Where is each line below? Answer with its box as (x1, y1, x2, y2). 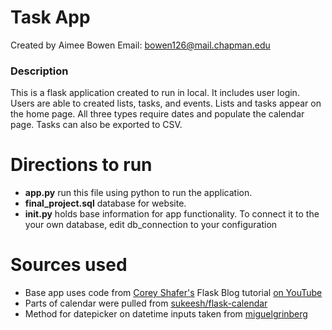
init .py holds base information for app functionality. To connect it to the (24, 208, 320, 220)
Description (10, 64, 69, 78)
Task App (10, 6, 91, 29)
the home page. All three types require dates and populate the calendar (10, 108, 305, 120)
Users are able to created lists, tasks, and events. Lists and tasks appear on (10, 97, 322, 110)
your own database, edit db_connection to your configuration (24, 219, 278, 231)
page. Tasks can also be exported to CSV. (10, 119, 183, 131)
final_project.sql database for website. (24, 197, 187, 210)
